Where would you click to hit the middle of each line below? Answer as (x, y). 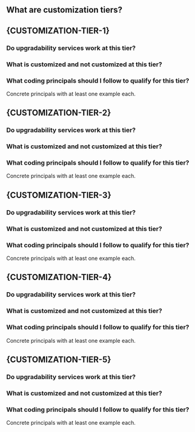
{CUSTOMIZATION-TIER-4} (59, 277)
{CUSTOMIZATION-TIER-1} (58, 31)
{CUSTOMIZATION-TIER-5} (59, 359)
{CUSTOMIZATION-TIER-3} (59, 195)
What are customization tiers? (64, 10)
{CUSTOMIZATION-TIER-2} (59, 113)
